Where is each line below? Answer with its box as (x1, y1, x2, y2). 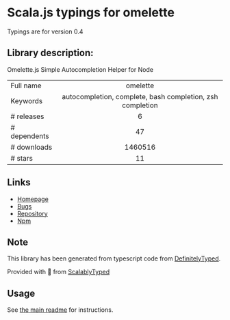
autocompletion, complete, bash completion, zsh (61, 92, 218, 101)
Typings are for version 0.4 (7, 27, 84, 36)
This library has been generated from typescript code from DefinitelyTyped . (7, 254, 221, 263)
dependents (10, 131, 49, 141)
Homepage (16, 195, 49, 203)
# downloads (10, 142, 53, 152)
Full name (10, 81, 42, 90)
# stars (10, 153, 33, 163)
